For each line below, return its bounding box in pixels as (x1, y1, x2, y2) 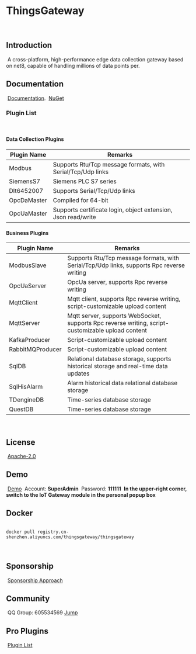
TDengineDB (9, 396, 44, 404)
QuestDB (9, 405, 34, 413)
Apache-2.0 (7, 453, 36, 460)
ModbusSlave (9, 261, 47, 269)
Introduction (6, 40, 52, 50)
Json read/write (52, 213, 96, 222)
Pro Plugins (6, 626, 48, 636)
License (6, 437, 36, 447)
